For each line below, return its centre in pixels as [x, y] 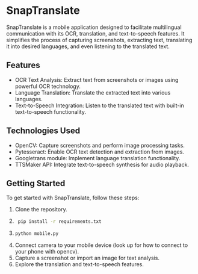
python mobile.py [37, 234]
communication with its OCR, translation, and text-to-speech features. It [95, 33]
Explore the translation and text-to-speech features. [79, 264]
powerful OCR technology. [48, 86]
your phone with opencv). [47, 252]
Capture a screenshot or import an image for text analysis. [87, 258]
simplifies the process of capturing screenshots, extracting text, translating [99, 40]
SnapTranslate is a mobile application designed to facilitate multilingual [94, 27]
